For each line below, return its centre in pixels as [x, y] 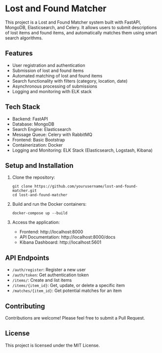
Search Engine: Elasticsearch [42, 129]
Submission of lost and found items [48, 70]
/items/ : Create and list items [42, 280]
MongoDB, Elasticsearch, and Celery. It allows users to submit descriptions [81, 27]
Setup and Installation [39, 165]
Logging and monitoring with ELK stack [52, 91]
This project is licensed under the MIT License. [53, 345]
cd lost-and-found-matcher [40, 195]
